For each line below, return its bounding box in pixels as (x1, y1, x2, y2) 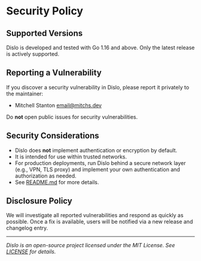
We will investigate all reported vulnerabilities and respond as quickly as (6, 212, 184, 219)
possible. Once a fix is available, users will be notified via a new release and (6, 218, 193, 226)
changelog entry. (6, 224, 48, 232)
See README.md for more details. (14, 178, 99, 185)
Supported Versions (6, 28, 83, 38)
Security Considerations (6, 131, 100, 141)
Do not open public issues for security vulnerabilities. (6, 113, 138, 121)
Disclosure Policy (6, 196, 73, 206)
